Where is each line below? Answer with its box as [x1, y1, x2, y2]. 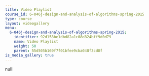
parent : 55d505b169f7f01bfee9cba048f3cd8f [14, 48, 103, 53]
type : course [5, 16, 32, 21]
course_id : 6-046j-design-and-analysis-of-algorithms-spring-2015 [5, 12, 145, 17]
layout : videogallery [5, 21, 50, 26]
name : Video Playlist [14, 39, 58, 44]
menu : [5, 25, 16, 30]
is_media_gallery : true [5, 52, 54, 58]
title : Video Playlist [5, 7, 52, 12]
